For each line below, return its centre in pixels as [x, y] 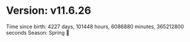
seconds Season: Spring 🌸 [38, 32]
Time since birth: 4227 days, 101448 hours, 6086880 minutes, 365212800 [95, 26]
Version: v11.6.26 [49, 11]
